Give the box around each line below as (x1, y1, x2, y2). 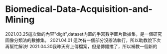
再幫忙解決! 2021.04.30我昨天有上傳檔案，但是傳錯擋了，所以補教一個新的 (5, 43, 158, 49)
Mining (5, 14, 35, 25)
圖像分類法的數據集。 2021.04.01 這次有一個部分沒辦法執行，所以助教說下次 (5, 37, 161, 43)
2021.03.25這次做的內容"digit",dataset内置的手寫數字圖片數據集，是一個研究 (5, 31, 162, 37)
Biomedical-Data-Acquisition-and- (5, 3, 153, 15)
